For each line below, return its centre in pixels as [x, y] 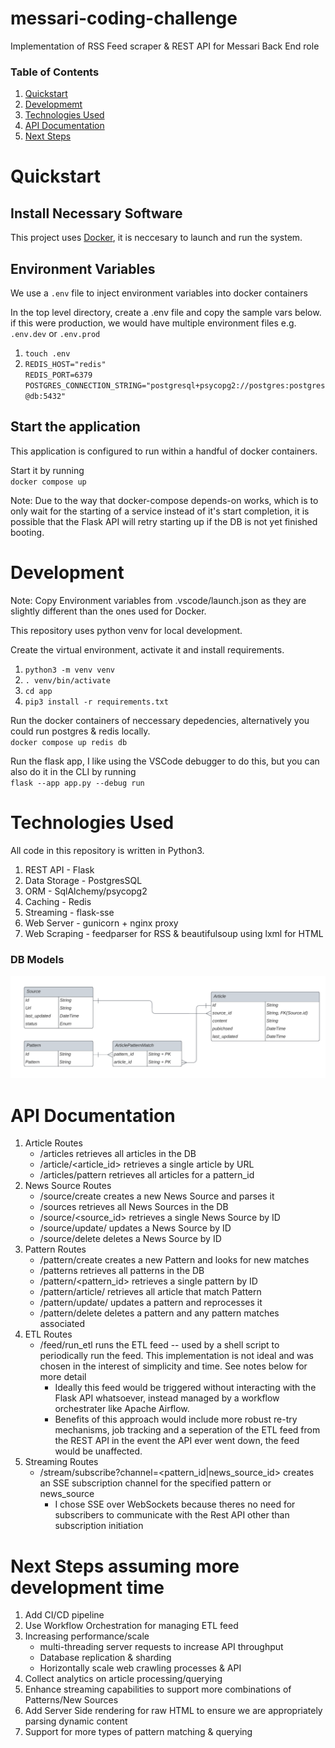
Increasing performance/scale [87, 1636]
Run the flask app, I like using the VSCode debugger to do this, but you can [165, 761]
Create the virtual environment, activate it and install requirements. [147, 649]
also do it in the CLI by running [73, 771]
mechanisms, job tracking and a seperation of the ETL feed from [187, 1430]
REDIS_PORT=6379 [58, 375]
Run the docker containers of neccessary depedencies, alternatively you [160, 720]
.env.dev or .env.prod [55, 334]
